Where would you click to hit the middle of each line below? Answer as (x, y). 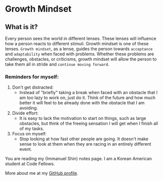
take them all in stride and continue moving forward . (57, 64)
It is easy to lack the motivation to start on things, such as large (83, 118)
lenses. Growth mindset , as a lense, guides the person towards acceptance (79, 49)
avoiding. (28, 108)
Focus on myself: (29, 134)
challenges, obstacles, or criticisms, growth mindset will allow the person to (81, 59)
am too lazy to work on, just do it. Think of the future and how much (87, 98)
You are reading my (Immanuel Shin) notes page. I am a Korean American (79, 159)
